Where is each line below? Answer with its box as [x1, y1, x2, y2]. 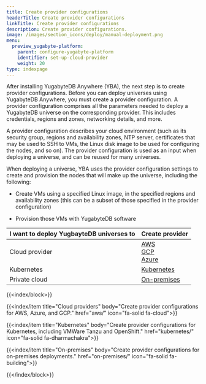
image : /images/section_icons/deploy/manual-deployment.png [6, 32, 164, 38]
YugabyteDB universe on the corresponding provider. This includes [6, 109, 176, 117]
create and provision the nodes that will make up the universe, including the [6, 172, 198, 179]
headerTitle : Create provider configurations [6, 15, 124, 21]
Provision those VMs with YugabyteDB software [15, 215, 137, 223]
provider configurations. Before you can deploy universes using [6, 90, 167, 97]
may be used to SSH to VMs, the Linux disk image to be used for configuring [6, 140, 200, 148]
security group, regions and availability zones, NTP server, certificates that [6, 134, 196, 141]
